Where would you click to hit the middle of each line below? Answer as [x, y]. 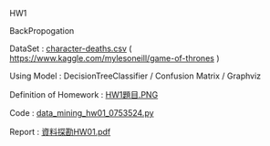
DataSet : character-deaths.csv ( [71, 48]
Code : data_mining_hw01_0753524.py [82, 113]
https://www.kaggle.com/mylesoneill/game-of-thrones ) [114, 58]
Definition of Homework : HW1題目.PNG [84, 94]
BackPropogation [42, 31]
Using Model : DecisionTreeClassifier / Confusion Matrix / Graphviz [135, 76]
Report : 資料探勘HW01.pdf [60, 132]
